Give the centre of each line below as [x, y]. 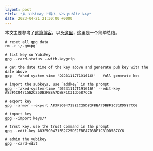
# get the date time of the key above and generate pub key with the [77, 68]
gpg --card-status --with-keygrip [40, 59]
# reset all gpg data [27, 42]
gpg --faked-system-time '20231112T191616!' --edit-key [62, 89]
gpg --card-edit [21, 144]
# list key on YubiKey [28, 55]
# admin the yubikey [26, 139]
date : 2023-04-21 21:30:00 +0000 [39, 18]
